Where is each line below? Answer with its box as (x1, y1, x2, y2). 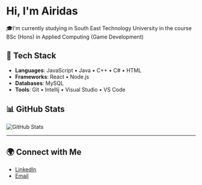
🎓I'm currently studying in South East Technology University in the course (6, 24, 192, 31)
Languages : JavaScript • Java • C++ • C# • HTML (14, 66, 142, 74)
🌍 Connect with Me (6, 146, 82, 157)
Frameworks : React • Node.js (14, 73, 90, 80)
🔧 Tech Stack (6, 51, 57, 61)
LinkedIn (14, 166, 37, 173)
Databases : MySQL (14, 80, 64, 87)
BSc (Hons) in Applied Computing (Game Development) (6, 33, 144, 40)
